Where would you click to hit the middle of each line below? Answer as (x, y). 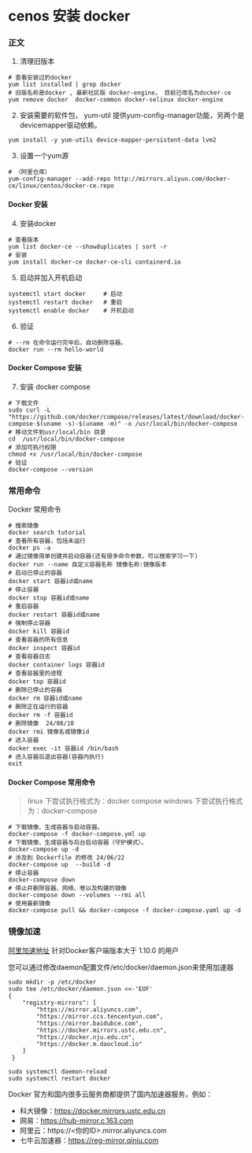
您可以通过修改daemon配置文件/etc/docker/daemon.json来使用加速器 (121, 967)
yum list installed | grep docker (65, 85)
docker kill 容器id (39, 632)
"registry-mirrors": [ (59, 1003)
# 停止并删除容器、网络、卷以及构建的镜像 (68, 889)
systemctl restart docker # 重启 (65, 302)
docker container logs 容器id (56, 665)
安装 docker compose (55, 386)
